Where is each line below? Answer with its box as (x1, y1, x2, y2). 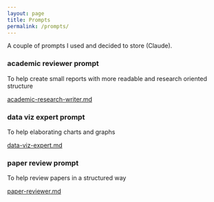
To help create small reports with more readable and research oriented (7, 74, 208, 82)
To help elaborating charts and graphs (7, 128, 116, 136)
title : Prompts (7, 16, 51, 23)
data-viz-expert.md (7, 141, 63, 149)
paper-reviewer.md (7, 187, 62, 196)
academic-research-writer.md (7, 95, 93, 103)
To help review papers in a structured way (7, 174, 127, 182)
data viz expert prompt (7, 112, 85, 122)
